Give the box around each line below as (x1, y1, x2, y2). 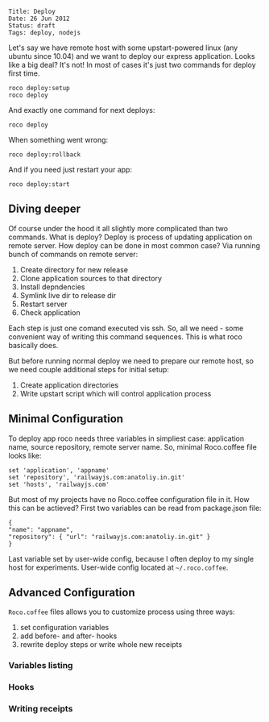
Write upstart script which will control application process (19, 388, 212, 398)
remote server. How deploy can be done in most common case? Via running (8, 240, 260, 250)
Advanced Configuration (8, 586, 135, 600)
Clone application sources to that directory (19, 273, 163, 283)
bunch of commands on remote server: (8, 249, 139, 259)
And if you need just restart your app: (8, 165, 133, 174)
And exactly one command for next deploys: (8, 106, 155, 114)
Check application (19, 307, 81, 317)
